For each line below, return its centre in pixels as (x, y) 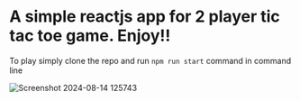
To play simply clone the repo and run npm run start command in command (150, 60)
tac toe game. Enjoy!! (90, 36)
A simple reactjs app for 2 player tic (145, 17)
